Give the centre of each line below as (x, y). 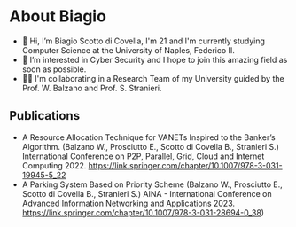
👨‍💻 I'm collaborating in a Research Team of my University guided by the (153, 78)
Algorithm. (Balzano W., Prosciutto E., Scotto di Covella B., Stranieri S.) (150, 146)
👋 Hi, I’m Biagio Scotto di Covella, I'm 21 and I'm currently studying (144, 41)
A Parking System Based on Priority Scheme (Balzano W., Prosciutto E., (152, 184)
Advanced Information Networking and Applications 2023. (128, 203)
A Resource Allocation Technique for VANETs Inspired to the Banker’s (149, 137)
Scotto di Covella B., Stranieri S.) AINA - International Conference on (147, 193)
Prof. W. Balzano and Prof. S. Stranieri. (92, 88)
